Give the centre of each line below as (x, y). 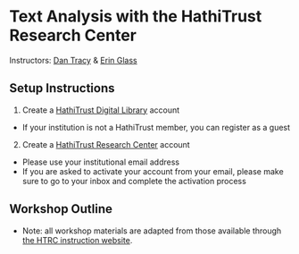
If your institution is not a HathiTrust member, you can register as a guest (156, 127)
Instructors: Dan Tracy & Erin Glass (73, 60)
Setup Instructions (62, 88)
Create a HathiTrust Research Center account (106, 144)
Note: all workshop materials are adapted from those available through (152, 231)
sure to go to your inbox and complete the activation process (134, 181)
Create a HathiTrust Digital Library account (101, 110)
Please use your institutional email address (101, 162)
